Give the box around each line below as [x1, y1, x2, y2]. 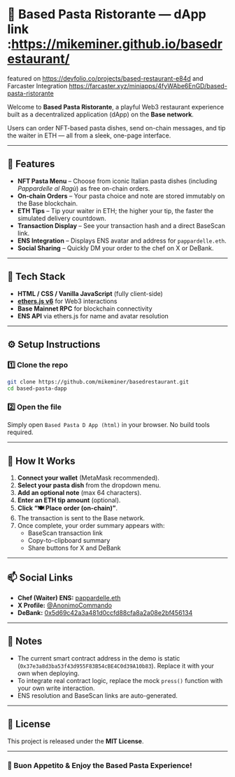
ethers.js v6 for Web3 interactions [17, 297, 117, 305]
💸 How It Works [7, 455, 76, 467]
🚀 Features [7, 158, 55, 170]
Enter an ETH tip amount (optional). [17, 496, 121, 504]
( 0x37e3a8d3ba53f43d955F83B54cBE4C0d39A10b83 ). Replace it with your [17, 661, 215, 670]
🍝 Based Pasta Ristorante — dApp [7, 6, 206, 22]
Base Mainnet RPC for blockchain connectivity [17, 304, 152, 313]
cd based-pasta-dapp [7, 385, 68, 392]
